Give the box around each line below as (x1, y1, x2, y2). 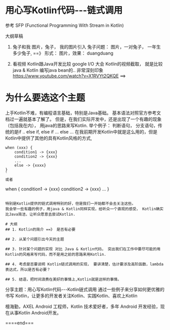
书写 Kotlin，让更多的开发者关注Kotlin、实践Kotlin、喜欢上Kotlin (5, 293, 138, 299)
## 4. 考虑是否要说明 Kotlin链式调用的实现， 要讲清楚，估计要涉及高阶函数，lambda (5, 261, 163, 267)
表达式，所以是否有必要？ (5, 267, 51, 272)
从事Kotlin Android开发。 (9, 309, 62, 316)
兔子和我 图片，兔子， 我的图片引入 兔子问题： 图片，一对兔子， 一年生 (12, 43, 161, 50)
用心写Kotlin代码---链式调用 (5, 5, 123, 16)
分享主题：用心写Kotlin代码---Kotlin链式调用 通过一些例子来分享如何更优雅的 (5, 286, 165, 292)
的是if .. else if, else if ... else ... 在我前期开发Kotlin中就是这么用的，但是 (9, 128, 158, 134)
